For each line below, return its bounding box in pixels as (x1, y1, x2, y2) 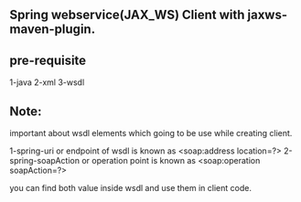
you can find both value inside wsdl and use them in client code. (9, 183, 252, 194)
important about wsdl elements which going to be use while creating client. (9, 128, 293, 139)
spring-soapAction (9, 155, 81, 166)
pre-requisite (9, 52, 87, 68)
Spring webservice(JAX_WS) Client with (9, 7, 245, 23)
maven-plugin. (9, 22, 96, 37)
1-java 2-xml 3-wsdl (9, 77, 85, 88)
